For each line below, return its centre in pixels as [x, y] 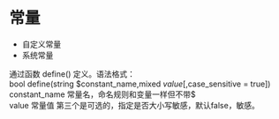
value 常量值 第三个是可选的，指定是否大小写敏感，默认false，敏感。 [135, 105]
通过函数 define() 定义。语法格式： [72, 74]
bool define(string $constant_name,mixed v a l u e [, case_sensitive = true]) [140, 84]
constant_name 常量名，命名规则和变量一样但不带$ [102, 94]
